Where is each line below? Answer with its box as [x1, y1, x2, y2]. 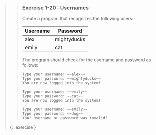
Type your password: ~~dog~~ [22, 111, 83, 116]
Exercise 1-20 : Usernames [22, 4, 89, 11]
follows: [22, 62, 39, 68]
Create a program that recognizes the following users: [22, 16, 134, 22]
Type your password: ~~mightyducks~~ [22, 76, 101, 81]
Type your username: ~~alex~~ [22, 72, 86, 77]
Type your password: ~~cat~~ [22, 94, 83, 99]
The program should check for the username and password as [22, 57, 151, 63]
